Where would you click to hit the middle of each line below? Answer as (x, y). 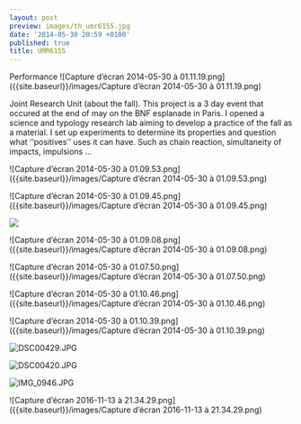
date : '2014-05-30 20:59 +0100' (70, 34)
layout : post (34, 18)
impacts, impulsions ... (51, 152)
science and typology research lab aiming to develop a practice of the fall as (151, 123)
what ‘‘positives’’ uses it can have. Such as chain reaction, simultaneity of (146, 142)
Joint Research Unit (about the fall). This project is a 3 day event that (137, 104)
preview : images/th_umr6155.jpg (70, 26)
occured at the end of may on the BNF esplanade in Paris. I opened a (137, 113)
